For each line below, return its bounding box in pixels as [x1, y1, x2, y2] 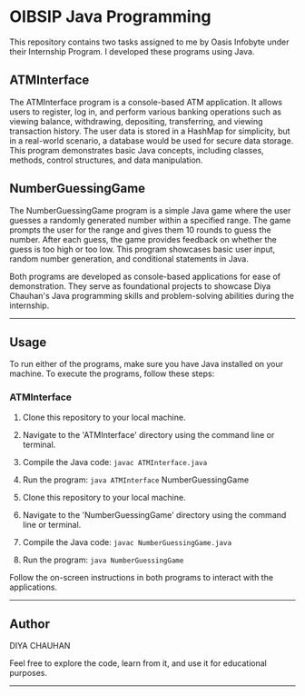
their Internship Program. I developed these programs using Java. [9, 45, 255, 56]
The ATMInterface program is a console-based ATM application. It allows [9, 96, 283, 107]
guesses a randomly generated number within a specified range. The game [9, 214, 291, 225]
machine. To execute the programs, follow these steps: [9, 368, 215, 379]
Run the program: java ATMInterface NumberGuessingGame [22, 474, 250, 485]
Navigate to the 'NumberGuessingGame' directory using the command [22, 509, 287, 520]
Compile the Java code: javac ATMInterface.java [22, 456, 208, 467]
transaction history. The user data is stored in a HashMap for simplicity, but [9, 125, 290, 136]
